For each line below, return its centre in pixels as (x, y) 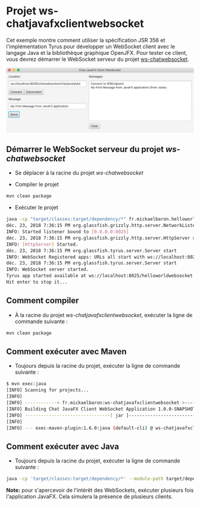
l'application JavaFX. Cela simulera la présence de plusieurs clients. (90, 496)
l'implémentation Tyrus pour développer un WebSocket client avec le (91, 46)
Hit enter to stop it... (37, 282)
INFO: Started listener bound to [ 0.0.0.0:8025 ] (68, 232)
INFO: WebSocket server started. (48, 269)
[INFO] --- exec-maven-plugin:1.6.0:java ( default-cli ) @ (79, 428)
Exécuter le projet (36, 207)
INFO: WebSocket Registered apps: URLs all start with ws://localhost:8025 (102, 257)
